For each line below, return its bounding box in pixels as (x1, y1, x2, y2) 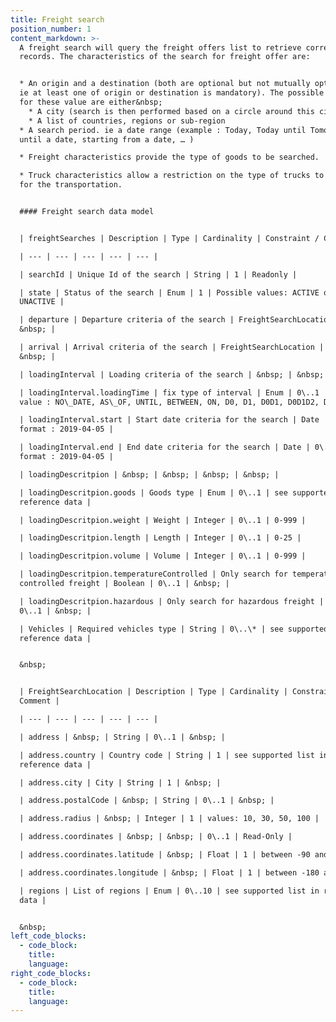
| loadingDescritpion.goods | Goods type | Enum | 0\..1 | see (19, 487, 288, 498)
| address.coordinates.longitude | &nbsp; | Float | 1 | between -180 (19, 867, 320, 878)
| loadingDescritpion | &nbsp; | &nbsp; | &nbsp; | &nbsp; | (19, 469, 280, 480)
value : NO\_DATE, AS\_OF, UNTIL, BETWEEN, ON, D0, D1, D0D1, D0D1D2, (19, 397, 320, 407)
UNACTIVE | (19, 297, 65, 307)
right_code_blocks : (10, 968, 92, 978)
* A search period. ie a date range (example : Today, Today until (19, 125, 307, 135)
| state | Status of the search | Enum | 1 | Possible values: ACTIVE (19, 287, 320, 298)
